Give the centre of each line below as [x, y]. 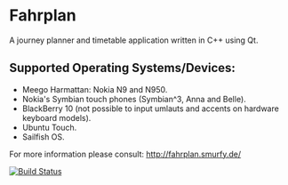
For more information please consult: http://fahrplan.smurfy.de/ [125, 154]
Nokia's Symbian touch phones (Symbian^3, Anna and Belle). [134, 99]
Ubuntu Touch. [49, 127]
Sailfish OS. [43, 137]
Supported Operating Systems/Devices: [122, 68]
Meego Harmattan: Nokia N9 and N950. [95, 89]
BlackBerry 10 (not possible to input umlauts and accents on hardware [151, 109]
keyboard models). [56, 117]
